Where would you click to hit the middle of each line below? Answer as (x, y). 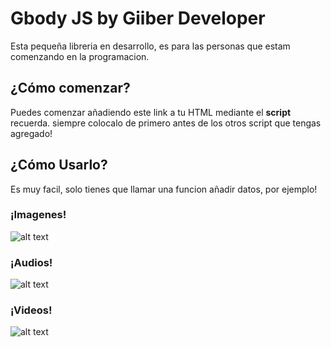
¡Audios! (31, 262)
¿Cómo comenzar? (70, 88)
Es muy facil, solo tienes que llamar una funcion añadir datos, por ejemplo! (164, 189)
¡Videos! (31, 310)
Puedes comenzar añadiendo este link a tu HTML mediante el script (151, 112)
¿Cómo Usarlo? (59, 165)
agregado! (31, 133)
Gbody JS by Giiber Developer (138, 18)
